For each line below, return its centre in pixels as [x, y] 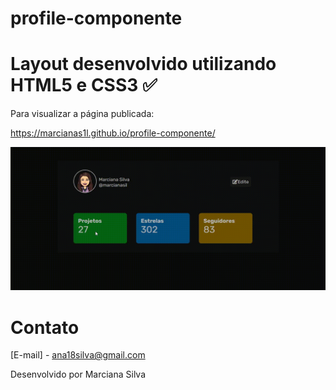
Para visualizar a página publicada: [82, 114]
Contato [45, 327]
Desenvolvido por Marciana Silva [78, 374]
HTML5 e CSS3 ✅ [84, 85]
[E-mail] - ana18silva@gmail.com [78, 355]
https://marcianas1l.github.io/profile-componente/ [113, 133]
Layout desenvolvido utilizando [143, 64]
